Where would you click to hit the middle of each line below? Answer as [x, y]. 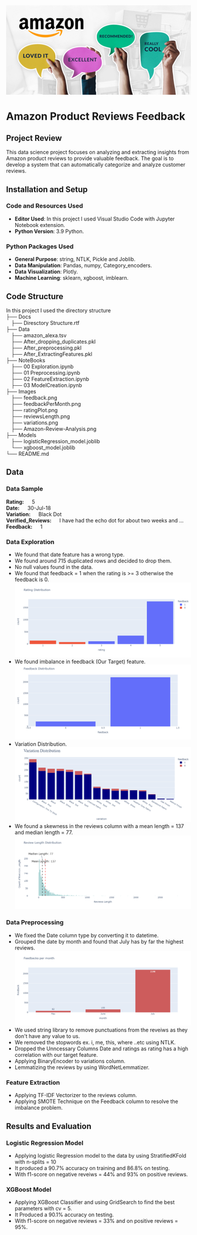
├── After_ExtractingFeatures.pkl [52, 354]
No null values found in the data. [54, 567]
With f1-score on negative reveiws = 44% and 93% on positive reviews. [101, 1175]
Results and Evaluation [49, 1126]
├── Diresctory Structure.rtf [46, 323]
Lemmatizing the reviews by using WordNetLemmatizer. [82, 1067]
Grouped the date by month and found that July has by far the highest [99, 941]
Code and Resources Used [45, 206]
